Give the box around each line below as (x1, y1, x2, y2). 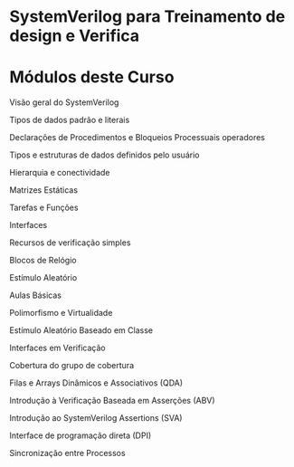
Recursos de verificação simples (9, 237, 131, 248)
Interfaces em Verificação (9, 342, 106, 354)
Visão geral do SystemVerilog (9, 97, 119, 108)
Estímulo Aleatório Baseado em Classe (9, 325, 154, 336)
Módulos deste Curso (9, 67, 175, 88)
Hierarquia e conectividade (9, 167, 110, 178)
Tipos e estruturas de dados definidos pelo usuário (9, 149, 200, 160)
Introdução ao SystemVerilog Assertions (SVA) (9, 413, 183, 424)
